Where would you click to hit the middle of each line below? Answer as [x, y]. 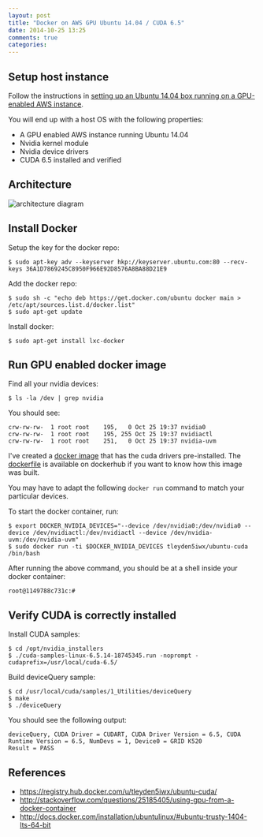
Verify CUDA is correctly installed [93, 615]
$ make [19, 699]
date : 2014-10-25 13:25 [47, 30]
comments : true [33, 37]
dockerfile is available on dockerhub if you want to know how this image [125, 464]
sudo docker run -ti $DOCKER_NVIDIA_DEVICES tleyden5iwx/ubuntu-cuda [131, 547]
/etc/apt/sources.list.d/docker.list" [72, 305]
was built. [24, 473]
